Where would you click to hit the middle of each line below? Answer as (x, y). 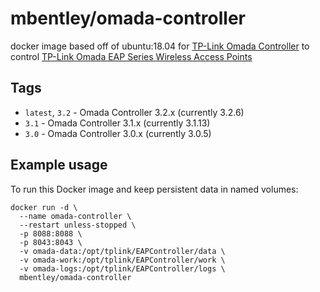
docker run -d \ (44, 207)
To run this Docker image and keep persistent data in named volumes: (154, 189)
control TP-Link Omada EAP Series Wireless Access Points (131, 56)
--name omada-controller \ (75, 216)
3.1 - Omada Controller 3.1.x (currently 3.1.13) (117, 123)
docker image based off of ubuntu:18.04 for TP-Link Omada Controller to (160, 46)
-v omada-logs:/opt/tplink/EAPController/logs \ (122, 268)
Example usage (59, 165)
